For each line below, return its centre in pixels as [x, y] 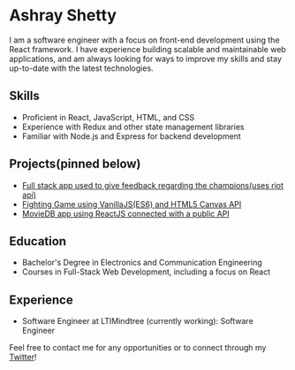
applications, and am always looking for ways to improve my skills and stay [146, 58]
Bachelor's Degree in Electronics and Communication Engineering [142, 263]
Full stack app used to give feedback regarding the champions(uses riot [153, 185]
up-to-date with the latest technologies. [81, 68]
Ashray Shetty [63, 15]
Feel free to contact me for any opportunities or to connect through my [138, 348]
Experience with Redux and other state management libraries [133, 127]
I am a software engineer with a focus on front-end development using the [144, 40]
